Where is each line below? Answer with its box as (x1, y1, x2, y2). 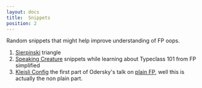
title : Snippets (6, 15, 51, 21)
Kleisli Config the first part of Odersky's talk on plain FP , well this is (15, 68, 185, 76)
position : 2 (6, 20, 37, 26)
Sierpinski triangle (15, 49, 61, 56)
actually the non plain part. (15, 75, 83, 82)
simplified (15, 62, 40, 69)
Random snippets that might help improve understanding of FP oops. (6, 37, 180, 45)
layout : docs (6, 9, 40, 15)
